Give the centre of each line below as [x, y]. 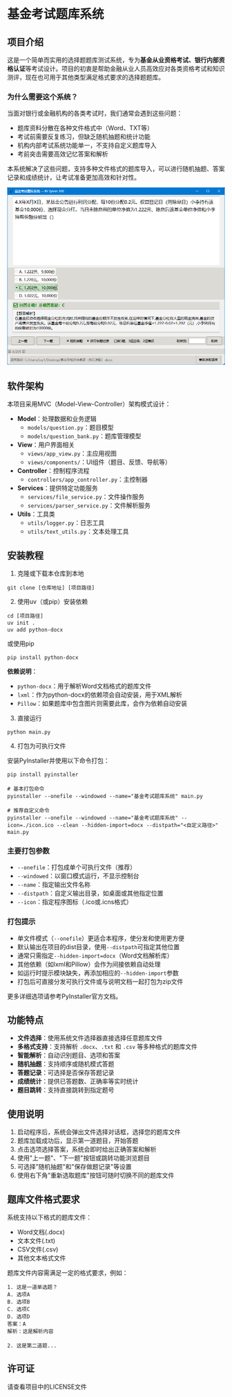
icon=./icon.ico [30, 825]
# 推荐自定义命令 [28, 810]
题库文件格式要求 [43, 1199]
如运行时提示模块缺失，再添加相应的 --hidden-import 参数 [98, 973]
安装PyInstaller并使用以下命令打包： [59, 761]
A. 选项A [19, 1294]
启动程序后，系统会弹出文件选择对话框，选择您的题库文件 [99, 1132]
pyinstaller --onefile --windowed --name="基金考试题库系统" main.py [105, 796]
